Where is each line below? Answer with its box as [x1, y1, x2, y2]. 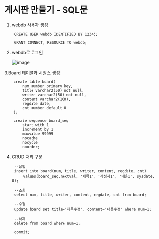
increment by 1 [22, 127, 54, 132]
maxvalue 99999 [22, 131, 54, 136]
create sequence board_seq [13, 118, 69, 123]
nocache [22, 135, 38, 141]
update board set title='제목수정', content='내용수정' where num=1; [14, 207, 152, 212]
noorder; [22, 144, 40, 149]
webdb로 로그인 [11, 49, 43, 55]
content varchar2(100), [22, 97, 71, 102]
